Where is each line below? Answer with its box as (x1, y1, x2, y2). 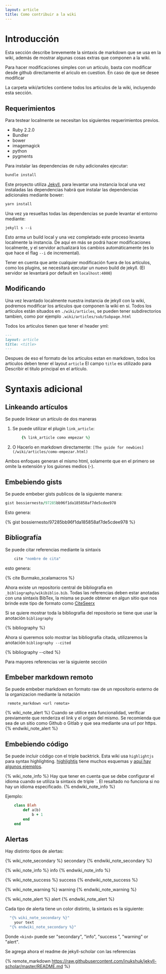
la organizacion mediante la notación (5, 691, 80, 697)
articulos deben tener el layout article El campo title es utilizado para (5, 360, 152, 367)
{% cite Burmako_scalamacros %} (5, 574, 75, 580)
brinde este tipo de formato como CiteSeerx (5, 600, 95, 606)
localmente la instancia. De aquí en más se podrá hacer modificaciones (5, 239, 151, 245)
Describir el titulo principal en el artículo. (5, 366, 88, 372)
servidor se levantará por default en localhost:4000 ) (5, 270, 112, 276)
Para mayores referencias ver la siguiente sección (5, 659, 108, 665)
